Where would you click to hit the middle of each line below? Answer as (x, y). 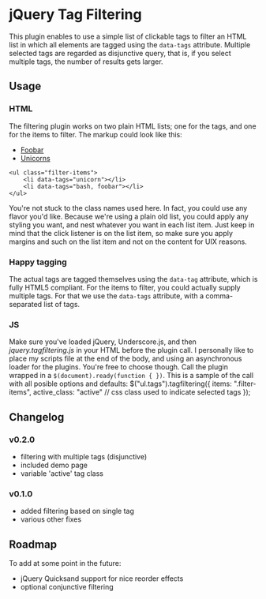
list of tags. (62, 304)
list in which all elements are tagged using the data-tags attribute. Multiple (130, 44)
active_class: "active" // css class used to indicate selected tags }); (142, 392)
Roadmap (33, 544)
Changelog (37, 417)
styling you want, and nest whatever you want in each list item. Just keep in (132, 225)
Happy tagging (38, 262)
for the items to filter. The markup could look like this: (96, 134)
